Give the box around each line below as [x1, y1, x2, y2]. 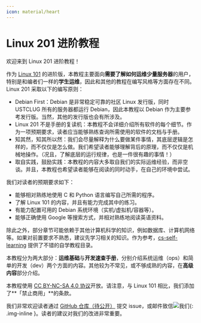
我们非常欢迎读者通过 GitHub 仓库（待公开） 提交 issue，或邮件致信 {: [6, 302, 194, 309]
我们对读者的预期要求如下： [6, 178, 75, 186]
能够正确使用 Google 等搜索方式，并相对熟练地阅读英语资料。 [14, 214, 167, 221]
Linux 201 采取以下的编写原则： [6, 85, 84, 92]
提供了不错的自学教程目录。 [28, 241, 96, 249]
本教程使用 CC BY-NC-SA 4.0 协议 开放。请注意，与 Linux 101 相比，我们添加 [6, 282, 194, 289]
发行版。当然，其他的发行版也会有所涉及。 [20, 113, 126, 120]
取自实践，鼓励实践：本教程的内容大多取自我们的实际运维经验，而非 [14, 158, 183, 165]
